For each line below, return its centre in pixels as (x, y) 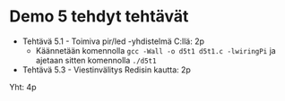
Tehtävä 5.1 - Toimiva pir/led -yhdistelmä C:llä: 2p (113, 41)
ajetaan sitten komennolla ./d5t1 (96, 60)
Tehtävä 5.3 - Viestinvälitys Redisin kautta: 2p (106, 70)
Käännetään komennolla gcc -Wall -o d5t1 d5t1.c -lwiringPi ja (155, 50)
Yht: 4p (23, 87)
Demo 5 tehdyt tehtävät (99, 17)
